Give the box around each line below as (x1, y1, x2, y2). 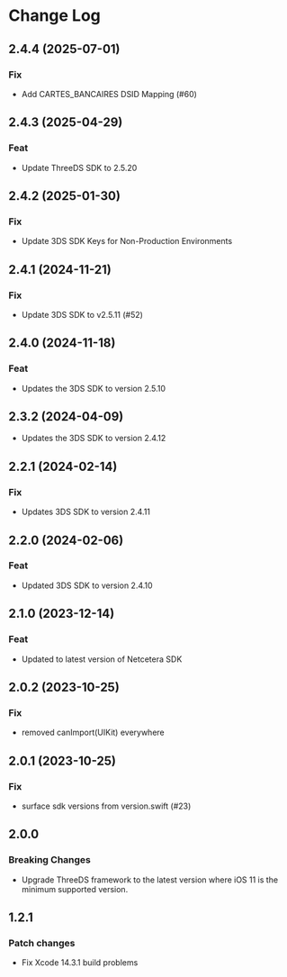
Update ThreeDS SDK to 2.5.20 (21, 162, 138, 173)
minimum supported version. (21, 883, 129, 894)
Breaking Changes (8, 854, 92, 866)
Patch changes (8, 936, 76, 949)
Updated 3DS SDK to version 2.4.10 (21, 580, 154, 591)
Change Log (8, 5, 101, 26)
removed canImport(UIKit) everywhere (21, 727, 165, 738)
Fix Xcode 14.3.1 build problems (21, 957, 139, 968)
